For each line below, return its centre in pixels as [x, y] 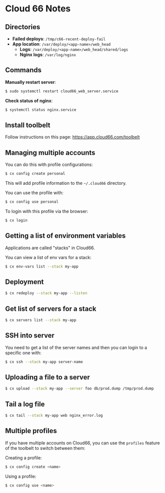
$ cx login [16, 220]
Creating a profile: [24, 458]
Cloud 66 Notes [38, 9]
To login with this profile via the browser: [47, 211]
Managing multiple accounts [50, 152]
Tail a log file [25, 404]
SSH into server [30, 336]
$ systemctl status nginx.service [41, 110]
